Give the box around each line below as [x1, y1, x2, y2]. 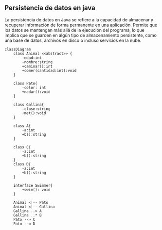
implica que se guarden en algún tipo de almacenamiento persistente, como [4, 32, 157, 38]
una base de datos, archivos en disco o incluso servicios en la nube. [4, 37, 142, 43]
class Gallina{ [13, 102, 44, 107]
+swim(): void [22, 187, 51, 192]
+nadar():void [22, 89, 51, 94]
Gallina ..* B [13, 212, 42, 218]
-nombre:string [22, 59, 53, 65]
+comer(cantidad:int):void [22, 68, 77, 73]
